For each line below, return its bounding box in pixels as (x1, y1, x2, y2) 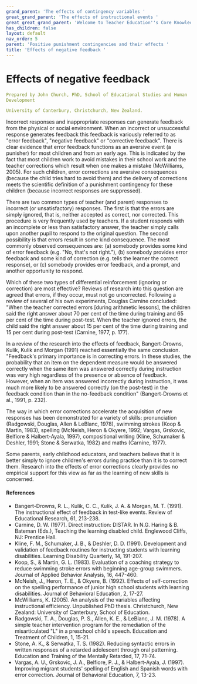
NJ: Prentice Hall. (14, 533, 57, 540)
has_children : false (6, 25, 57, 31)
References (6, 489, 35, 496)
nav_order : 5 (6, 36, 38, 42)
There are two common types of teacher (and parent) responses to (6, 198, 168, 206)
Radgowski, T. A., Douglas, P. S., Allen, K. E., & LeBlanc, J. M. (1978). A (14, 615, 186, 622)
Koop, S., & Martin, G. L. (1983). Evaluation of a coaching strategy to (14, 559, 179, 566)
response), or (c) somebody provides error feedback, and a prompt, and (6, 261, 181, 268)
